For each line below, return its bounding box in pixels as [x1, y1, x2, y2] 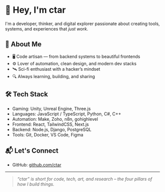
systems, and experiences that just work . [5, 26, 88, 31]
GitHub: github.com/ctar [12, 162, 61, 168]
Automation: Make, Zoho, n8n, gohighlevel [12, 116, 98, 122]
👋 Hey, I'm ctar [5, 4, 66, 16]
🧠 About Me [5, 40, 42, 49]
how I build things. [17, 181, 55, 187]
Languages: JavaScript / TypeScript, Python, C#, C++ [12, 110, 121, 117]
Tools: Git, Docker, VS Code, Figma [12, 132, 83, 137]
